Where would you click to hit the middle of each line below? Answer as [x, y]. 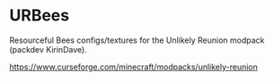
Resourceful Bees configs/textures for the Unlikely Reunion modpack [137, 40]
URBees [40, 16]
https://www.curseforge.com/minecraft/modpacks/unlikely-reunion [134, 67]
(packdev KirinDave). [48, 49]
